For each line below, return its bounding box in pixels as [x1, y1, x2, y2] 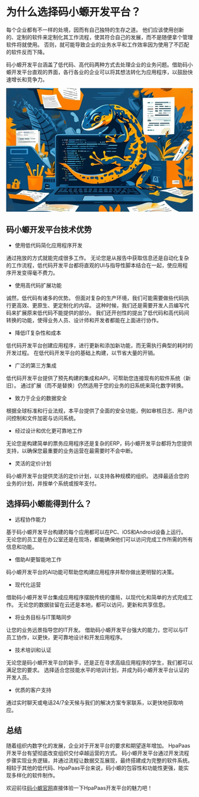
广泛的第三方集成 [14, 361, 57, 369]
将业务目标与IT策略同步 [14, 614, 72, 621]
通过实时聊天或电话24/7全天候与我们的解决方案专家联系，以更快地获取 [6, 698, 179, 706]
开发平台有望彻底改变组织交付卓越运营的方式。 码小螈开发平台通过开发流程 [6, 750, 190, 757]
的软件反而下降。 [6, 48, 48, 55]
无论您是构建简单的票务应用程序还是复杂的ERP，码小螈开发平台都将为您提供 [6, 440, 192, 447]
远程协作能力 [14, 516, 46, 523]
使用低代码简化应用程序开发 [14, 242, 83, 249]
